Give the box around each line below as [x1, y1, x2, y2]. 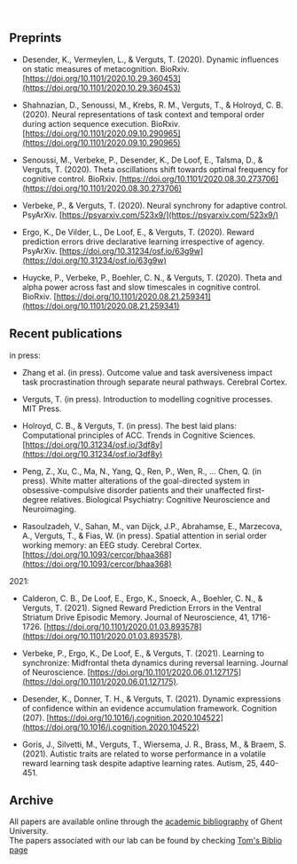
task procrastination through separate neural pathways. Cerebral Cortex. [21, 377, 288, 387]
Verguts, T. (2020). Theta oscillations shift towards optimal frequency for [21, 163, 288, 174]
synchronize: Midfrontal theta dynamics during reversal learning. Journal [21, 657, 288, 668]
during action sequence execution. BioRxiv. [21, 118, 181, 129]
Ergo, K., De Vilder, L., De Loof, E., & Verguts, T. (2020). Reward [21, 226, 254, 237]
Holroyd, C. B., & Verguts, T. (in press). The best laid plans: [21, 420, 238, 431]
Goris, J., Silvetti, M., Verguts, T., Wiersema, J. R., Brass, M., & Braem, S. [21, 739, 286, 749]
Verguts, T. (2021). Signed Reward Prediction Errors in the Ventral [21, 602, 262, 613]
